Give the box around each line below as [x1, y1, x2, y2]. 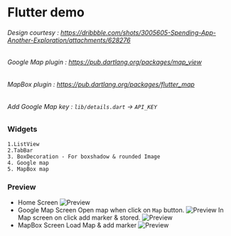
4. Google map [7, 159, 50, 166]
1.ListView [7, 140, 40, 148]
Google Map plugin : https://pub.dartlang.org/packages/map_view [7, 58, 203, 66]
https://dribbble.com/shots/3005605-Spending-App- [60, 28, 217, 36]
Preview [7, 182, 36, 192]
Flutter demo [7, 4, 85, 21]
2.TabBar [7, 147, 33, 154]
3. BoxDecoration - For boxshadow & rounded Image [7, 153, 161, 160]
